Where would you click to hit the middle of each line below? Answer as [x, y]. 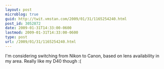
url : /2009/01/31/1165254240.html [41, 42]
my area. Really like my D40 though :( [43, 61]
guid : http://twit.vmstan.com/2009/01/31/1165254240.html [66, 19]
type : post [16, 37]
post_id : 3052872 [23, 23]
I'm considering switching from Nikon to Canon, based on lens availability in [82, 56]
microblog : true [22, 14]
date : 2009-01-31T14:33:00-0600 [38, 28]
